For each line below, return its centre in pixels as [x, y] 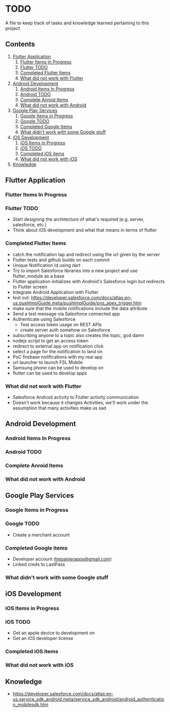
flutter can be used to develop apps [50, 373]
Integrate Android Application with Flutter [55, 292]
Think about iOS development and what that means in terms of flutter [84, 230]
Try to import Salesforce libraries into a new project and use [75, 270]
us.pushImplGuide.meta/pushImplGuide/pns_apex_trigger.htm [77, 303]
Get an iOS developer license [43, 638]
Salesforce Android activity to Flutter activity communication [76, 397]
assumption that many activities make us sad [59, 408]
